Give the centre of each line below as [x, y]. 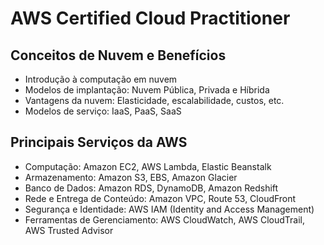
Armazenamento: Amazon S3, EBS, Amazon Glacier [131, 177]
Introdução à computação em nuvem [101, 79]
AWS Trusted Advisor [69, 230]
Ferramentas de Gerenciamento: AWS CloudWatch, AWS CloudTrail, [165, 219]
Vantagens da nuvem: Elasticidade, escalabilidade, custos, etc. [154, 100]
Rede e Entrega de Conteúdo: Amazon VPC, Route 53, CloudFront [160, 198]
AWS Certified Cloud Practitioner [150, 18]
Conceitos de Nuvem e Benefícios [118, 55]
